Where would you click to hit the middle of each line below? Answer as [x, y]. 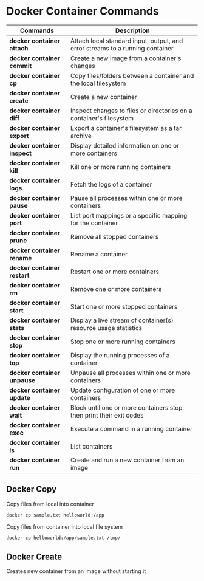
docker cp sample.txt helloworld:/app [55, 515]
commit [21, 66]
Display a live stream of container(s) [122, 320]
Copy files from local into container [50, 504]
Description [132, 30]
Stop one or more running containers [123, 342]
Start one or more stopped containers [124, 306]
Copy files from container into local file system [65, 526]
